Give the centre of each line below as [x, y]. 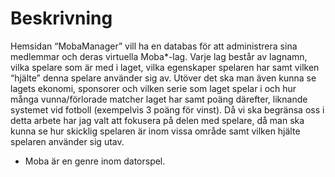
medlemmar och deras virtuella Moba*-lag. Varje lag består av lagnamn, [159, 56]
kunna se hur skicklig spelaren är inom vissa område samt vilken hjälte [155, 131]
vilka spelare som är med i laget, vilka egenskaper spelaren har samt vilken [165, 67]
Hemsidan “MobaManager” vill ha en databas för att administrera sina [154, 46]
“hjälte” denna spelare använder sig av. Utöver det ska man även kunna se [163, 78]
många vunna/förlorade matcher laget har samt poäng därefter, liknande [159, 99]
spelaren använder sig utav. [67, 141]
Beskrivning [61, 18]
